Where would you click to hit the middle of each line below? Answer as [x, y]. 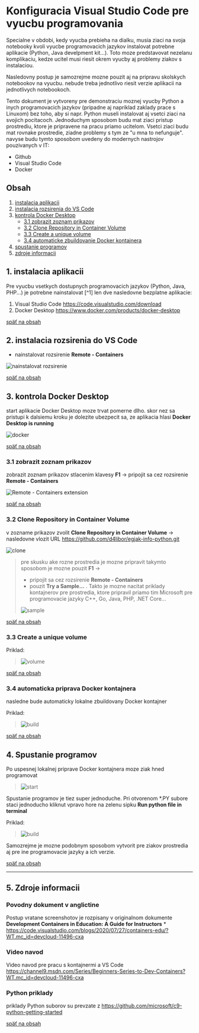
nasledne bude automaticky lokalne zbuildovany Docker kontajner [86, 701]
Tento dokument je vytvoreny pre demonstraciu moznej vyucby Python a [95, 101]
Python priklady [30, 993]
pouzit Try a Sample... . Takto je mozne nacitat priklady [97, 586]
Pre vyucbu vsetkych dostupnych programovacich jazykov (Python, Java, [96, 286]
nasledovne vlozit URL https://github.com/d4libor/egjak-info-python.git [93, 539]
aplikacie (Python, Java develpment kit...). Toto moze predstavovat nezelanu [99, 52]
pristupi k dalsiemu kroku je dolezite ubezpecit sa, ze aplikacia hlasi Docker [98, 417]
